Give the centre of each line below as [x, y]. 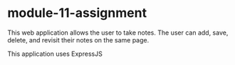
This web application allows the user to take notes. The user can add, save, [118, 32]
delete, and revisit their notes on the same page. [78, 40]
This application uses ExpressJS [55, 54]
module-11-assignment [77, 13]
